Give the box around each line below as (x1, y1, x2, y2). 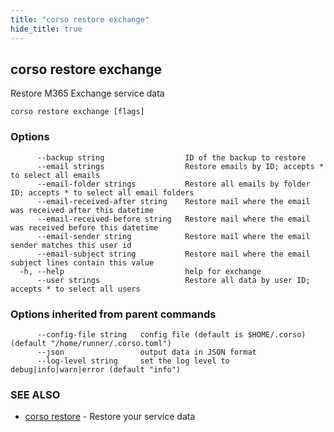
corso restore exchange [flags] (10, 107, 145, 117)
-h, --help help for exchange (19, 266, 262, 276)
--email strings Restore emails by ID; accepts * (36, 161, 325, 171)
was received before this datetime (10, 222, 159, 233)
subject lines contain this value (10, 257, 155, 268)
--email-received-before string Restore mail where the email (36, 214, 311, 224)
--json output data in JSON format (36, 347, 257, 357)
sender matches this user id (10, 240, 132, 250)
